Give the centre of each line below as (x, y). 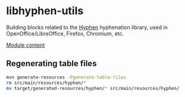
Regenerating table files (51, 64)
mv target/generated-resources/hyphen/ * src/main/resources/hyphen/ (93, 88)
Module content (26, 45)
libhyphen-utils (45, 11)
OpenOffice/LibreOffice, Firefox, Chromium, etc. (65, 33)
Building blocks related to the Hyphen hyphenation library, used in (87, 27)
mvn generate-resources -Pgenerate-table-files (66, 77)
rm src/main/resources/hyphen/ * (46, 83)
